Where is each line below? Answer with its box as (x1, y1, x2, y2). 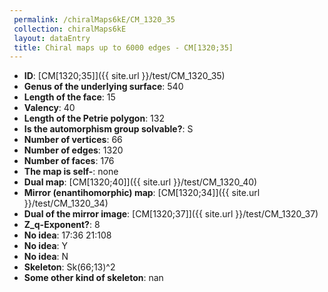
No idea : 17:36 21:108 (23, 229, 112, 241)
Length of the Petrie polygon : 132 (23, 112, 165, 125)
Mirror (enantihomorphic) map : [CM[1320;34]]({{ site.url (23, 187, 261, 199)
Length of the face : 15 (23, 91, 116, 103)
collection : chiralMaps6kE (13, 24, 127, 34)
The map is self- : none (23, 166, 119, 178)
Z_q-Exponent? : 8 (23, 219, 101, 231)
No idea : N (23, 251, 69, 263)
